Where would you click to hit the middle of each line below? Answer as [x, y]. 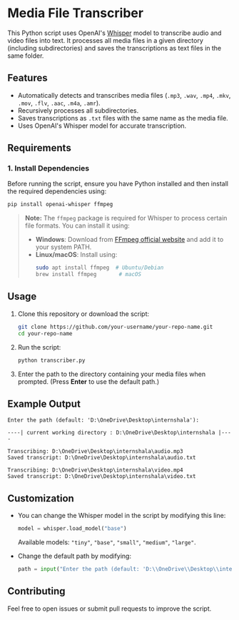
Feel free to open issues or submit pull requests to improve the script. [110, 609]
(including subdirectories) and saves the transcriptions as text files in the [115, 48]
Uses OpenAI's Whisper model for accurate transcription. [102, 126]
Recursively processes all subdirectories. [78, 110]
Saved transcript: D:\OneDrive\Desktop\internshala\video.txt [102, 477]
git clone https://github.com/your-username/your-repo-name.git [115, 327]
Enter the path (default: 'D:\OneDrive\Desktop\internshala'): [103, 420]
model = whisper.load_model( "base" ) [72, 529]
